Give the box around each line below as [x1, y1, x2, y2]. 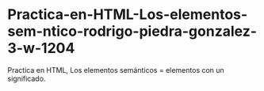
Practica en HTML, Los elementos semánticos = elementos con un [7, 65, 225, 74]
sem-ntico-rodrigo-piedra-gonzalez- [7, 22, 258, 40]
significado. [7, 74, 46, 83]
